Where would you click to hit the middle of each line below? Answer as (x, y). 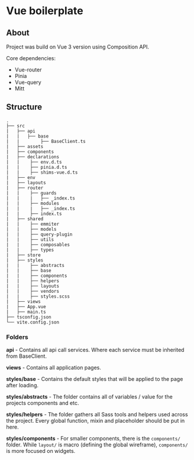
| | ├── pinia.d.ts (37, 167)
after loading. (22, 386)
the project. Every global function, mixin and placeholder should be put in (96, 421)
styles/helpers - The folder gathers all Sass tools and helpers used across (97, 415)
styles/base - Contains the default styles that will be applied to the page (95, 379)
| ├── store (24, 255)
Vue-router (28, 70)
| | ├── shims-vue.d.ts (42, 172)
